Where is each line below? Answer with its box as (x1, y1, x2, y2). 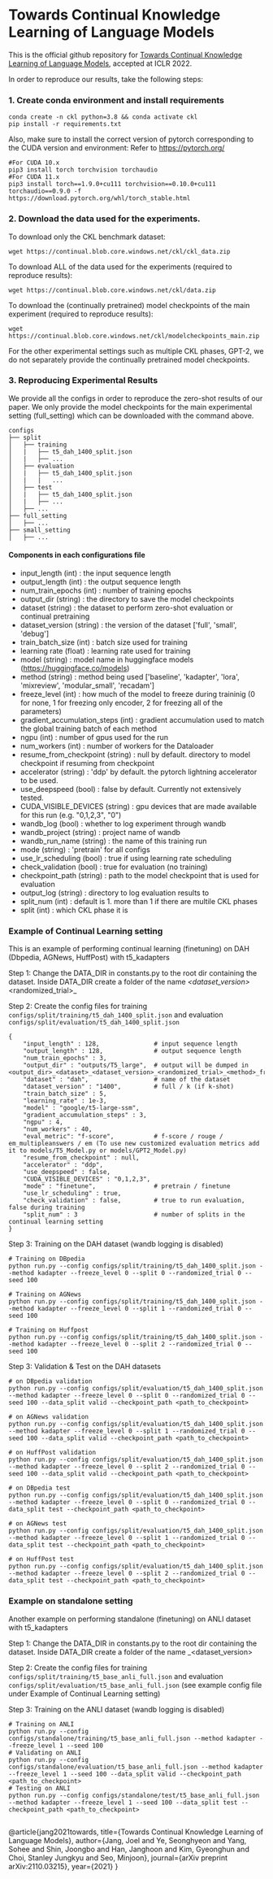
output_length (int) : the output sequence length (19, 577, 181, 587)
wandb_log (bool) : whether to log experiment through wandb (19, 819, 227, 829)
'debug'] (19, 629, 50, 639)
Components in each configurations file (8, 550, 145, 560)
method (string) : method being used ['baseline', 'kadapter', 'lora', (19, 672, 240, 682)
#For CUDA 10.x (8, 159, 60, 167)
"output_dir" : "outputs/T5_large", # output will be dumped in (23, 1061, 249, 1070)
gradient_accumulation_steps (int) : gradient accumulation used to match (19, 715, 265, 725)
